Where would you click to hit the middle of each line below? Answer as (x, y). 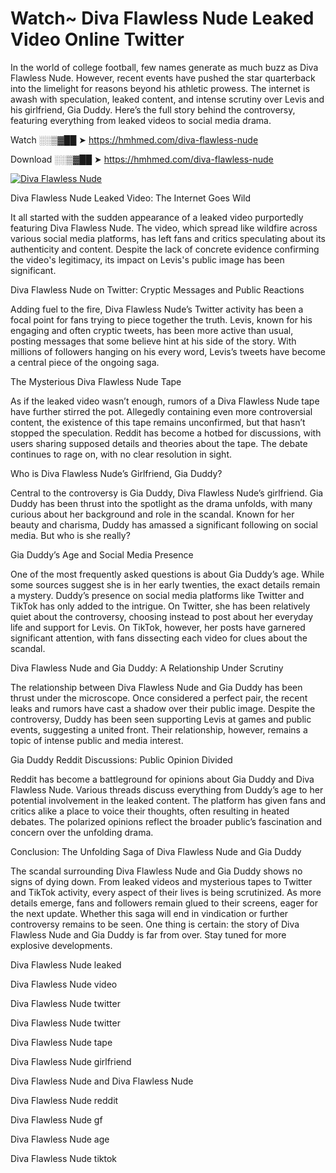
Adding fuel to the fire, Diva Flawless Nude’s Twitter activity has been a (157, 309)
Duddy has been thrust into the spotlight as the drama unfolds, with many (161, 503)
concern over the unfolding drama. (82, 832)
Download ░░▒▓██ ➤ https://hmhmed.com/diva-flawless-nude (142, 159)
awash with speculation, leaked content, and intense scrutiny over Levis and (167, 99)
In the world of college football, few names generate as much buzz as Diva (164, 67)
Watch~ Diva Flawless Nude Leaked (162, 18)
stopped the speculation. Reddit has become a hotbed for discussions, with (166, 433)
